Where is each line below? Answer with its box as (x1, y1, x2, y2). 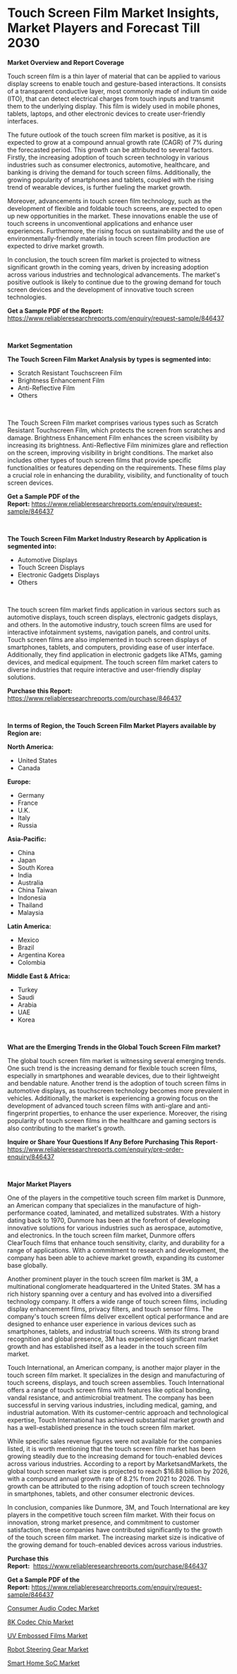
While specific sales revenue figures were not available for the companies (7, 1437, 222, 1445)
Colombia (17, 958, 46, 966)
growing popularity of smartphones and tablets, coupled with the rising (7, 175, 214, 184)
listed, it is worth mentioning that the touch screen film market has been (7, 1444, 217, 1452)
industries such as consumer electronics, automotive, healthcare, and (7, 160, 210, 169)
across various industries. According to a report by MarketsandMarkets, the (7, 1459, 228, 1468)
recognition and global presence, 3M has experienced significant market (7, 1335, 219, 1343)
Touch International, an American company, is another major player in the (7, 1363, 221, 1371)
